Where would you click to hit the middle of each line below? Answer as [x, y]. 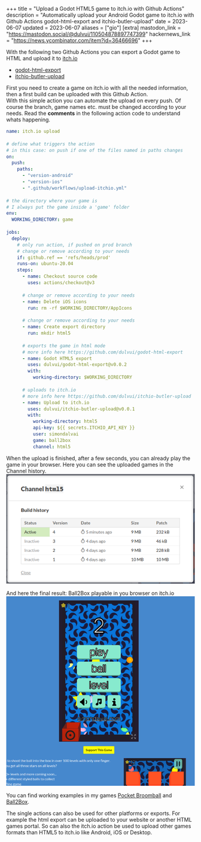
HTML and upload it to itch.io [42, 58]
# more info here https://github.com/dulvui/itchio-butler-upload [106, 396]
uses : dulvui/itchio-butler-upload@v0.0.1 [81, 409]
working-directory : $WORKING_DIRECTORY [83, 377]
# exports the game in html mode [64, 346]
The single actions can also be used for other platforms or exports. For [93, 813]
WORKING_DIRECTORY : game [42, 220]
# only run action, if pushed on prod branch [75, 245]
